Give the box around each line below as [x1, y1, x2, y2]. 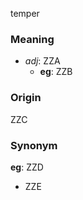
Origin [10, 91, 42, 105]
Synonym [10, 138, 58, 152]
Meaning [10, 32, 55, 46]
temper [10, 8, 40, 19]
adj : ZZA [24, 55, 61, 67]
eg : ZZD [10, 161, 44, 173]
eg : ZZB [39, 66, 73, 78]
